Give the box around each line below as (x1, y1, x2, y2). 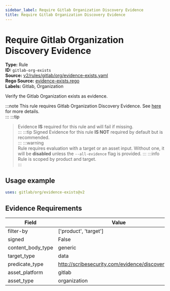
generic (58, 244, 77, 251)
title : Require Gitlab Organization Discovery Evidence (5, 12, 125, 17)
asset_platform (8, 269, 44, 276)
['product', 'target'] (58, 227, 104, 235)
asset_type (8, 277, 34, 284)
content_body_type (8, 244, 54, 251)
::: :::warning (17, 140, 44, 146)
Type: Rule (5, 62, 28, 68)
